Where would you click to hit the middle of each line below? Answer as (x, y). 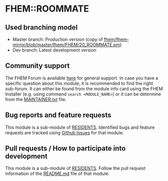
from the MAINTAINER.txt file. (36, 99)
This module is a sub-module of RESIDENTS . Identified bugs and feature (80, 127)
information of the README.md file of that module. (57, 173)
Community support (38, 66)
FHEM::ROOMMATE (47, 9)
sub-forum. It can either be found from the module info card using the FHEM (84, 88)
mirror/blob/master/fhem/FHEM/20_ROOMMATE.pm (66, 45)
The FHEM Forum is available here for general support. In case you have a (82, 78)
